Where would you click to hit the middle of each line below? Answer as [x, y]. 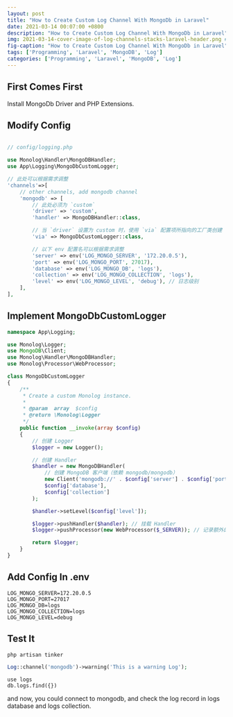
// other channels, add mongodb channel [79, 192]
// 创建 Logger [53, 441]
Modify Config [39, 125]
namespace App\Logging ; [42, 332]
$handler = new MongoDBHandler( [79, 466]
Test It [21, 639]
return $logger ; [55, 543]
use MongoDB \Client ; [37, 351]
